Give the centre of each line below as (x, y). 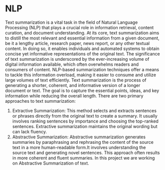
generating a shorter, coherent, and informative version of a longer (73, 85)
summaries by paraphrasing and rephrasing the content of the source (83, 142)
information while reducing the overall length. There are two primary (74, 96)
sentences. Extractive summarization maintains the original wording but (85, 126)
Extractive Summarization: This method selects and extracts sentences (84, 110)
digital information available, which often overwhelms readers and (72, 64)
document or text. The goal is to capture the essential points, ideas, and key (82, 90)
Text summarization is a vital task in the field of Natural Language (71, 22)
